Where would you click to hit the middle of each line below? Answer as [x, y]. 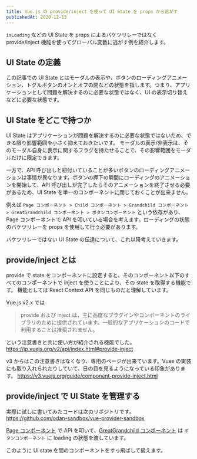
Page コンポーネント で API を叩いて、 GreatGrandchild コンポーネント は [95, 430]
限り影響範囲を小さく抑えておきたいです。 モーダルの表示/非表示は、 [100, 143]
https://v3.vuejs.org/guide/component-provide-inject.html [88, 376]
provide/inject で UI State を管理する [73, 396]
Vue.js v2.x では [26, 302]
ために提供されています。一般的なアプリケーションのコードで [115, 322]
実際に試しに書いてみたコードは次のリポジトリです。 [70, 411]
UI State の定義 [33, 62]
